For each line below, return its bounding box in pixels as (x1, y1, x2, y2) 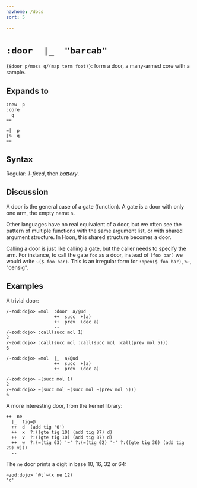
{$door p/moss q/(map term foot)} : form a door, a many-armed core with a (6, 62, 190, 70)
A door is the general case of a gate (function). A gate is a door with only (6, 203, 185, 210)
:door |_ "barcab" (6, 45, 108, 56)
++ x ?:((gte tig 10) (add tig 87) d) (11, 429, 113, 435)
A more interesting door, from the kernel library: (6, 402, 123, 409)
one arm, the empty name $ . (6, 209, 75, 216)
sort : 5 (6, 14, 26, 20)
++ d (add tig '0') (11, 424, 65, 430)
